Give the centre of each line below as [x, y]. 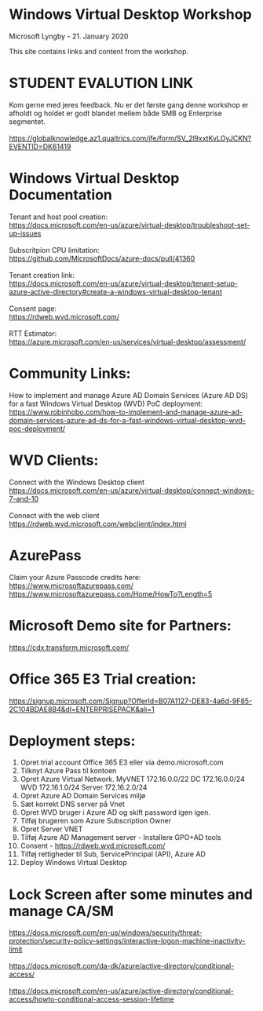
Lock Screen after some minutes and [131, 894]
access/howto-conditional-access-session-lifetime [92, 999]
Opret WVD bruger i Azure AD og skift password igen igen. [115, 812]
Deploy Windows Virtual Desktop [74, 863]
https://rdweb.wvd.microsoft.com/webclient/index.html [98, 524]
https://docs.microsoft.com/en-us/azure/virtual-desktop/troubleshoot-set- [130, 224]
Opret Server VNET [51, 829]
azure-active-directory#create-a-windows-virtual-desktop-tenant [115, 291]
